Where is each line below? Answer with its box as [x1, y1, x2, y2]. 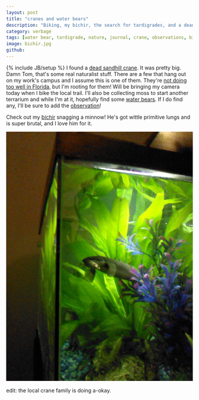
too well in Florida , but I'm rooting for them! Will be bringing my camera [6, 83, 180, 90]
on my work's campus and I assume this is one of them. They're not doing [6, 77, 187, 84]
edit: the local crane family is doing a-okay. [6, 386, 111, 394]
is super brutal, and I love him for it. [6, 119, 93, 127]
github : [6, 47, 25, 53]
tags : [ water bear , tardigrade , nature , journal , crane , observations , [6, 34, 187, 41]
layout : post [6, 9, 38, 15]
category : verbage [6, 28, 52, 34]
